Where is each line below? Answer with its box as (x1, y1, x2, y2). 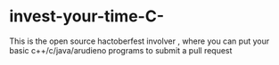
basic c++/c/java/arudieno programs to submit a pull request (9, 45, 233, 55)
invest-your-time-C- (9, 6, 165, 27)
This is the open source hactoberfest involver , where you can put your (9, 36, 270, 46)
